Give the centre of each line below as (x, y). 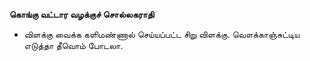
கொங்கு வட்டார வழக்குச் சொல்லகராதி (82, 14)
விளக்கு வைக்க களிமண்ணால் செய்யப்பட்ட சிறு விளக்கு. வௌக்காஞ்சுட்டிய (162, 34)
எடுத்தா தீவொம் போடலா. (73, 45)
